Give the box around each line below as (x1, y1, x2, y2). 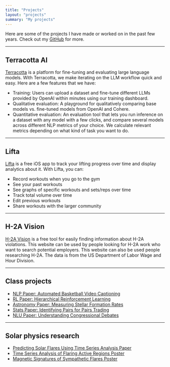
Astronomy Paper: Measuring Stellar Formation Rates (12, 301, 123, 308)
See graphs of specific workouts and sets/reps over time (12, 187, 132, 193)
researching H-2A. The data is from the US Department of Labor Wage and (5, 252, 161, 258)
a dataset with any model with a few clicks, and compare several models (12, 117, 164, 123)
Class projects (5, 277, 52, 286)
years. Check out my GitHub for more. (5, 36, 84, 42)
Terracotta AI (5, 55, 48, 64)
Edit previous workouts (12, 198, 61, 203)
